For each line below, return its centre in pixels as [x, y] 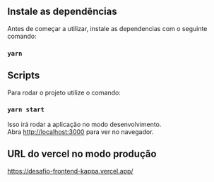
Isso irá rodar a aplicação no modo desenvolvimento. [84, 124]
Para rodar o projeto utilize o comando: [64, 92]
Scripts [24, 76]
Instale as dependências [63, 12]
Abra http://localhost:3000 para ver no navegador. [81, 132]
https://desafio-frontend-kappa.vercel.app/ [70, 171]
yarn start [26, 110]
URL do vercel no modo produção [82, 154]
